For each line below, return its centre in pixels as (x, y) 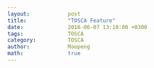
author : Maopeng (49, 47)
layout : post (44, 14)
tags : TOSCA (45, 34)
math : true (44, 54)
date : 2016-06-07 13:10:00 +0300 (77, 27)
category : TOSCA (45, 40)
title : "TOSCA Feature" (61, 21)
